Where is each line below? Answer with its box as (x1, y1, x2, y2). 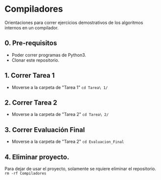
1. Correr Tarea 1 (4, 71, 55, 80)
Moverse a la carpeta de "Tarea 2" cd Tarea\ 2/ (11, 112, 109, 117)
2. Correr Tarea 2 (4, 98, 57, 107)
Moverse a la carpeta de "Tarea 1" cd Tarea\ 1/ (11, 84, 108, 90)
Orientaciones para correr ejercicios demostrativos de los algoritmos (4, 20, 143, 25)
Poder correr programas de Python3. (11, 52, 87, 58)
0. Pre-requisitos (4, 39, 57, 47)
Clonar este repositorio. (11, 57, 60, 63)
